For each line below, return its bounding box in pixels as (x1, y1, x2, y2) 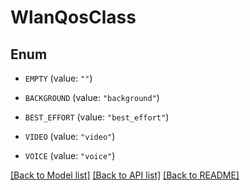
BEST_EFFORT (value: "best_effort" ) (24, 111, 170, 123)
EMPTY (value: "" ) (24, 72, 93, 84)
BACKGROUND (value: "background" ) (24, 92, 160, 103)
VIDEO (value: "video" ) (24, 131, 116, 142)
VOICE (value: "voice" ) (24, 150, 116, 161)
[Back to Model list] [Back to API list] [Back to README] (10, 169, 240, 181)
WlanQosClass (10, 6, 137, 29)
